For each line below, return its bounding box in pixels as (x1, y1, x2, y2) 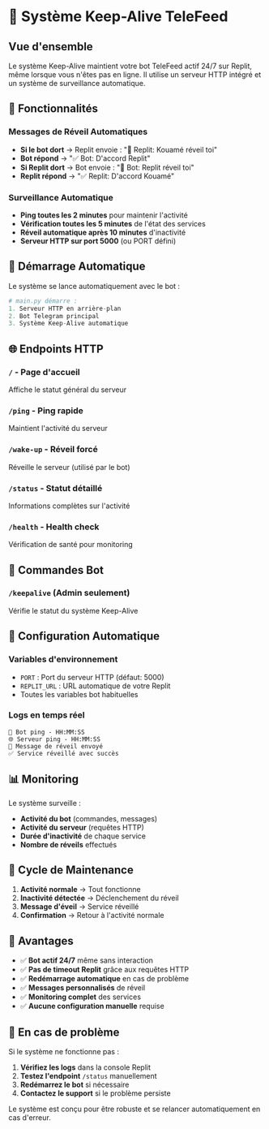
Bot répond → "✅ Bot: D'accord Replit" (19, 153, 151, 163)
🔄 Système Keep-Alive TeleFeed (8, 7, 228, 26)
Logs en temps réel (8, 709, 85, 721)
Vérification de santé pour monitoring (8, 540, 134, 549)
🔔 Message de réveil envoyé (8, 742, 104, 750)
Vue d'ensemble (8, 40, 93, 54)
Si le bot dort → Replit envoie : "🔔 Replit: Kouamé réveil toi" (19, 144, 218, 154)
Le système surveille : (8, 798, 81, 808)
